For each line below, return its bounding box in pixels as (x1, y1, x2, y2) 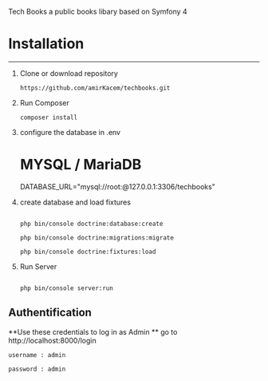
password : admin (8, 365, 66, 373)
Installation (8, 35, 85, 53)
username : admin (8, 351, 66, 359)
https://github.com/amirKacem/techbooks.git (19, 84, 171, 92)
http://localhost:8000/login (8, 335, 97, 345)
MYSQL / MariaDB (19, 156, 142, 174)
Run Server (19, 261, 57, 271)
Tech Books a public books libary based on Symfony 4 (8, 7, 187, 16)
